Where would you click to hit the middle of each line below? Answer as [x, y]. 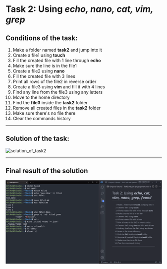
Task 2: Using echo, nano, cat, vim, [80, 9]
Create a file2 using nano [39, 71]
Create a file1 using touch [39, 55]
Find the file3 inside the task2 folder [50, 102]
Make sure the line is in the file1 [45, 66]
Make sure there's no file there [44, 113]
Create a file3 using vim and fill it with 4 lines [59, 87]
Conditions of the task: [42, 38]
